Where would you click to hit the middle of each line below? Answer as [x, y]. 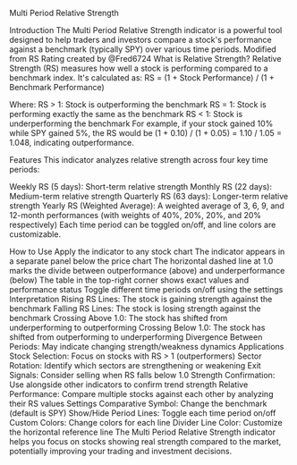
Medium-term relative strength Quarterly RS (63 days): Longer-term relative [149, 196]
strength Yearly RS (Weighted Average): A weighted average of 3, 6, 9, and [147, 206]
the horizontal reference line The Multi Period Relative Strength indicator [142, 432]
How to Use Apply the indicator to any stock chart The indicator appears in [147, 251]
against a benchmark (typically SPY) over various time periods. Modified [143, 49]
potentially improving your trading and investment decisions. [121, 451]
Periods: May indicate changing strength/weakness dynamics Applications [147, 347]
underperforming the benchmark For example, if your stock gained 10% [141, 123]
